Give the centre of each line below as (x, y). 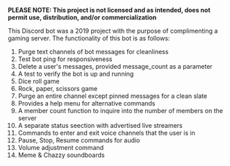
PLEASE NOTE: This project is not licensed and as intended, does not (109, 10)
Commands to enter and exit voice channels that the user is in (106, 133)
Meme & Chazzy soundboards (61, 155)
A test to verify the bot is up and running (76, 74)
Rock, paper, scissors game (58, 89)
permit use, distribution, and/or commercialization (82, 17)
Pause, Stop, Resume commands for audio (79, 140)
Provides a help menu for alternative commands (87, 103)
